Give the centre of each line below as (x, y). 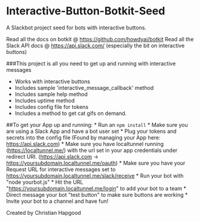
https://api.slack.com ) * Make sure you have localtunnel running (85, 144)
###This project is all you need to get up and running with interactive (91, 63)
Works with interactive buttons (53, 81)
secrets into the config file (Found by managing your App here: (84, 137)
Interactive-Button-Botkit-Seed (86, 11)
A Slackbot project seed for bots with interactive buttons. (76, 28)
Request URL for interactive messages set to (61, 169)
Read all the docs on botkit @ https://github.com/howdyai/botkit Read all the (100, 39)
